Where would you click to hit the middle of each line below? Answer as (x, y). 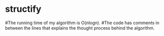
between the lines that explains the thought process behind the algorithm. (80, 28)
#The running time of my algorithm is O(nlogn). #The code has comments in (82, 23)
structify (23, 9)
